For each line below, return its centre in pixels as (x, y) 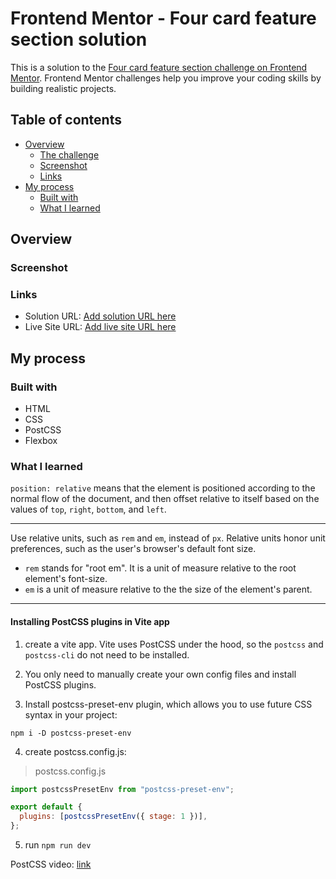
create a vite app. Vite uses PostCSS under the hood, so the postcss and (174, 644)
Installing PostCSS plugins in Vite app (90, 621)
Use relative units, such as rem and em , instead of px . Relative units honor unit (168, 538)
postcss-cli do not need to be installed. (107, 654)
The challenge (69, 154)
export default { (46, 807)
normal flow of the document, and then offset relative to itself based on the (165, 499)
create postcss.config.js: (75, 751)
